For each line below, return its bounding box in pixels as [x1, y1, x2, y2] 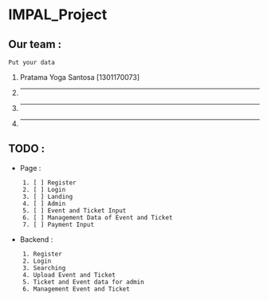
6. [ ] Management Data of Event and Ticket [22, 213, 173, 221]
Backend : [19, 234, 53, 244]
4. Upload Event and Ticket [22, 271, 116, 279]
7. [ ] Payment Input [22, 220, 94, 228]
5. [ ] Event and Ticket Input [22, 206, 127, 215]
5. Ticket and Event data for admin [22, 278, 145, 286]
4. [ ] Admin [22, 200, 66, 208]
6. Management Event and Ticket [22, 285, 130, 293]
